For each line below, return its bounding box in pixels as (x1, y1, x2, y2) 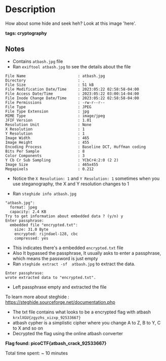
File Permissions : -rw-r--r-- (5, 100, 105, 105)
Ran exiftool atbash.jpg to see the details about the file (12, 63, 131, 69)
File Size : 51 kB (5, 82, 94, 87)
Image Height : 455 (5, 140, 90, 145)
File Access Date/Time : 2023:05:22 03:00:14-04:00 (5, 91, 139, 96)
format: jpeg (10, 205, 37, 210)
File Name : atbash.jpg (5, 73, 105, 78)
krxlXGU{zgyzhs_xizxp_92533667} (12, 315, 81, 320)
